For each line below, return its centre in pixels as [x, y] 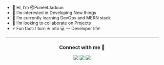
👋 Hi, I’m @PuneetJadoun [38, 8]
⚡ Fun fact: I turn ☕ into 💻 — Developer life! [56, 28]
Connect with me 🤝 [82, 47]
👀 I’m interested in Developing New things [54, 13]
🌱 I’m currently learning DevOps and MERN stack [61, 18]
